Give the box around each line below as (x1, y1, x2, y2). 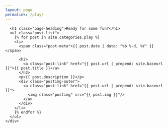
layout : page (5, 7, 33, 13)
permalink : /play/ (5, 12, 44, 17)
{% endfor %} (14, 109, 42, 115)
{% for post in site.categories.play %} (14, 35, 100, 40)
